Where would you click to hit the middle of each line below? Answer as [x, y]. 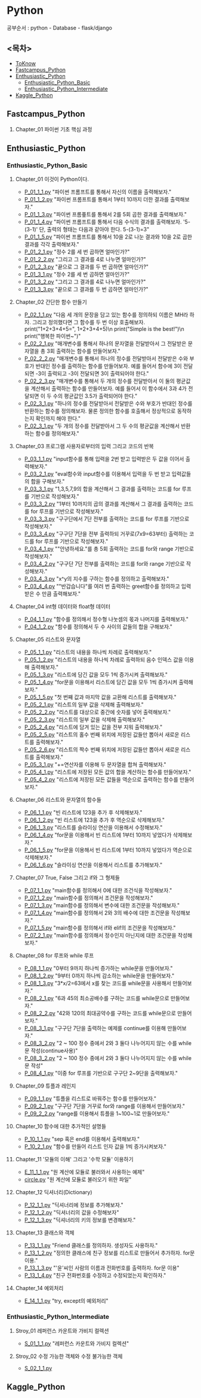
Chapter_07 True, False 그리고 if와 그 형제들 [67, 878]
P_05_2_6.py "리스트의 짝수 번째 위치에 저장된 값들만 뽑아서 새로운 [102, 750]
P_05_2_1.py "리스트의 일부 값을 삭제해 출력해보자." [84, 705]
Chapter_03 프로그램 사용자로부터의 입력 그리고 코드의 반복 [84, 446]
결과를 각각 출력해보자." [52, 244]
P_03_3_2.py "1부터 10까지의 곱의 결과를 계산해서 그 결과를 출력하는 [103, 504]
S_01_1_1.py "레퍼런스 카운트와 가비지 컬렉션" [77, 1343]
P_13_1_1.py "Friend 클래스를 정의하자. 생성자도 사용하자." [91, 1245]
